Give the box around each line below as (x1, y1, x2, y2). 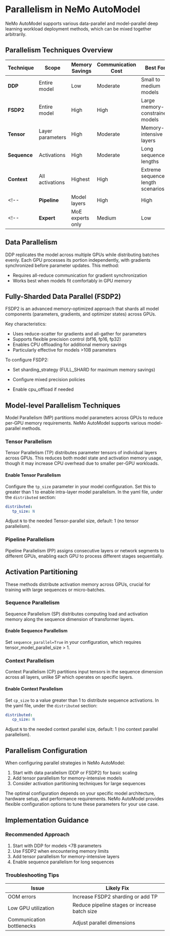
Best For (145, 64, 166, 71)
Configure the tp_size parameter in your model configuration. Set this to (5, 483, 156, 489)
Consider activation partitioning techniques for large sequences (12, 781, 146, 787)
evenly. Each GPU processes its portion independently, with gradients (5, 257, 151, 263)
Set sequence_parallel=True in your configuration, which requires (5, 639, 142, 645)
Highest (71, 175, 90, 182)
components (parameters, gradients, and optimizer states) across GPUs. (5, 311, 156, 317)
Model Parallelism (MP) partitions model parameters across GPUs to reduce (5, 415, 163, 421)
